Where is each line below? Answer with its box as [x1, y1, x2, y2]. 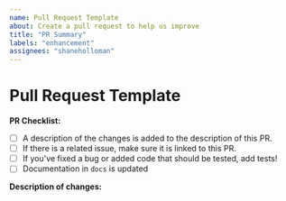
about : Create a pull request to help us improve [9, 22, 200, 31]
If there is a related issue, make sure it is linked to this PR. [22, 143, 236, 154]
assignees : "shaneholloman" [9, 47, 115, 56]
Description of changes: [9, 181, 102, 192]
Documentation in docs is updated [22, 163, 149, 174]
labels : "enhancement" [9, 38, 95, 48]
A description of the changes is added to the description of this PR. [22, 132, 272, 144]
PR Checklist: [9, 115, 61, 126]
